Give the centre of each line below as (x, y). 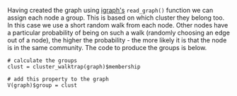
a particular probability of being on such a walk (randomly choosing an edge (118, 32)
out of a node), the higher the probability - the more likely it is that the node (117, 40)
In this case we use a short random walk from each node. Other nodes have (118, 25)
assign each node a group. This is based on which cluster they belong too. (116, 18)
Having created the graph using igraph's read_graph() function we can (110, 10)
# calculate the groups (42, 61)
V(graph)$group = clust (42, 85)
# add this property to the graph (58, 79)
